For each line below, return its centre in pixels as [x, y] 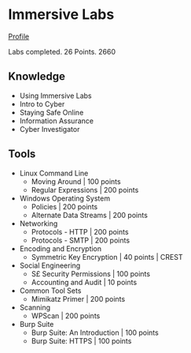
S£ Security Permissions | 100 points [91, 273]
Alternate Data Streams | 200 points [89, 215]
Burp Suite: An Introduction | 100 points [95, 332]
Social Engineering [50, 265]
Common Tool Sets [50, 291]
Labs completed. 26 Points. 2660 [62, 51]
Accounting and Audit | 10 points [84, 282]
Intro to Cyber [42, 103]
